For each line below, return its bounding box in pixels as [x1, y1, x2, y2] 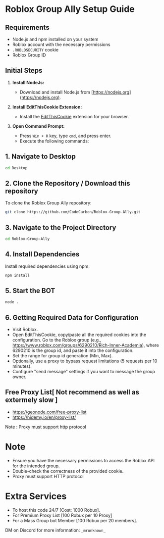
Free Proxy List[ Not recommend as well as [5, 388, 140, 396]
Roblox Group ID [12, 52, 46, 58]
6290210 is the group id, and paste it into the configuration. [12, 347, 134, 353]
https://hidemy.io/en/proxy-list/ [12, 414, 76, 420]
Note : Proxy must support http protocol [5, 424, 87, 430]
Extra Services [5, 491, 67, 502]
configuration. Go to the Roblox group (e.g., [12, 337, 102, 343]
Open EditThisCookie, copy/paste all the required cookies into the [12, 332, 147, 338]
